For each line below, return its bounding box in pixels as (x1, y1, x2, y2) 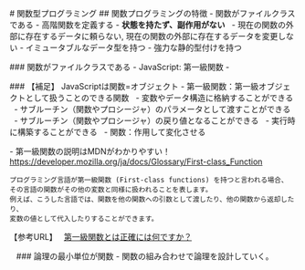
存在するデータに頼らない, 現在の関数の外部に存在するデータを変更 (25, 31, 279, 41)
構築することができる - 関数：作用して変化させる (16, 127, 206, 137)
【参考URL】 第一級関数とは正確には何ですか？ (9, 232, 193, 242)
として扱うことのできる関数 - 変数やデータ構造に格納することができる (25, 92, 294, 103)
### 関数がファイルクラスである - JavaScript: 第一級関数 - (9, 62, 230, 72)
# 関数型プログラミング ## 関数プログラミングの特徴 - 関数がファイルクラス (9, 8, 296, 18)
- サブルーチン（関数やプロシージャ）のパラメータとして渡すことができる (13, 104, 291, 114)
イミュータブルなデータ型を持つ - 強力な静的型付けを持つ (26, 42, 242, 53)
